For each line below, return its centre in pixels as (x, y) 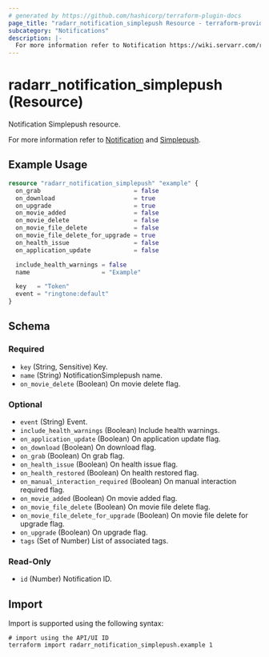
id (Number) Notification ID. (66, 579)
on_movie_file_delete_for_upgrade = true (86, 235)
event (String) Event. (54, 422)
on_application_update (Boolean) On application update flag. (120, 439)
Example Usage (48, 165)
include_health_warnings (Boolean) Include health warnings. (120, 430)
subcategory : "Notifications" (59, 30)
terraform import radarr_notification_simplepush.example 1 (111, 645)
